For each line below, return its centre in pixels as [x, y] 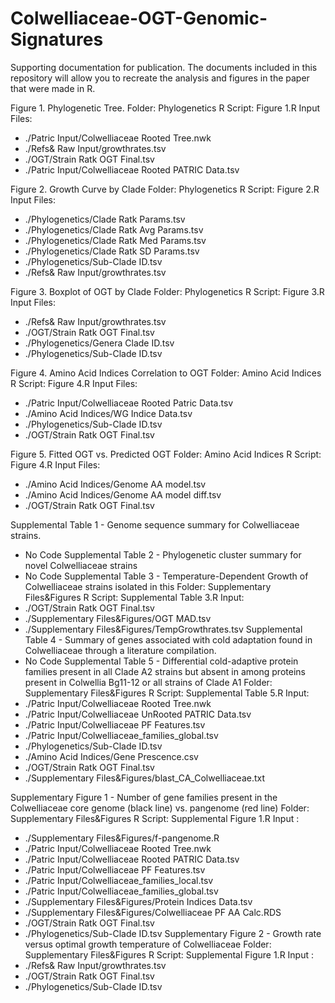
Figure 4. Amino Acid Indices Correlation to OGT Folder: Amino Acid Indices [166, 373]
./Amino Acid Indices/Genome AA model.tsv [115, 484]
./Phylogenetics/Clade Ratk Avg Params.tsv [114, 229]
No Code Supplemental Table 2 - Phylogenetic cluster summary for [163, 554]
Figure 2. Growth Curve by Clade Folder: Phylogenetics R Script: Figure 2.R [165, 189]
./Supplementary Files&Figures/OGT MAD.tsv [118, 618]
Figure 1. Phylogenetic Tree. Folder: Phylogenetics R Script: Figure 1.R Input [165, 108]
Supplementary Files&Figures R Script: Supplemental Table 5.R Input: [167, 693]
